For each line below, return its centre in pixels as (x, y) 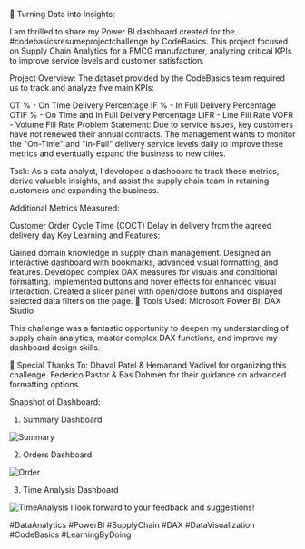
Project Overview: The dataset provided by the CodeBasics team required (148, 78)
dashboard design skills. (55, 348)
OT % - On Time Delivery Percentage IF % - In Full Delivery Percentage (143, 105)
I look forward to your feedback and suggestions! (162, 507)
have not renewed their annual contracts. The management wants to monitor (152, 134)
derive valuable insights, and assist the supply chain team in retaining (139, 181)
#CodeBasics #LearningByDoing (70, 534)
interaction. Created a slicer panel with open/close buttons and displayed (146, 291)
